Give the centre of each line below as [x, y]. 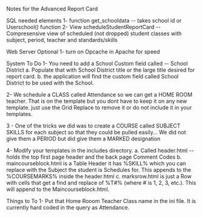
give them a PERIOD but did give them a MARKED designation [83, 139]
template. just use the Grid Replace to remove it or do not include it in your [99, 108]
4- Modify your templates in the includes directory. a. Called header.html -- [100, 150]
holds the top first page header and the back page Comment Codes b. [94, 157]
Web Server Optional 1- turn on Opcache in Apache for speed [83, 52]
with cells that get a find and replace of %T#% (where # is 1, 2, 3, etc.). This [101, 183]
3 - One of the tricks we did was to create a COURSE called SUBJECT [93, 126]
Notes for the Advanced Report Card [52, 9]
